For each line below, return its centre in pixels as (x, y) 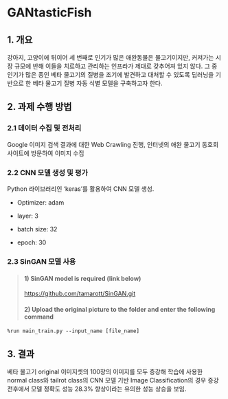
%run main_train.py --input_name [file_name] (73, 331)
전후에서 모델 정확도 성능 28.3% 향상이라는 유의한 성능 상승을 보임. (97, 389)
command (38, 317)
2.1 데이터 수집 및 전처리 (44, 128)
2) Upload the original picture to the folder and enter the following (119, 309)
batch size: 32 (37, 229)
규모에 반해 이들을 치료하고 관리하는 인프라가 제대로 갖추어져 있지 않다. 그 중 (116, 66)
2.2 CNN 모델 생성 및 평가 (47, 172)
